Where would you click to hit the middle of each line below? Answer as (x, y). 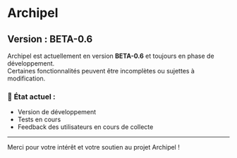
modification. (26, 78)
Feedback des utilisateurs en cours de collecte (85, 127)
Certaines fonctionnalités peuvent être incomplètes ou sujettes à (101, 71)
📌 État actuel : (31, 97)
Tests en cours (39, 120)
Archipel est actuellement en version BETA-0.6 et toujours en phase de (111, 56)
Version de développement (57, 112)
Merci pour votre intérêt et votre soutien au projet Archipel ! (93, 147)
